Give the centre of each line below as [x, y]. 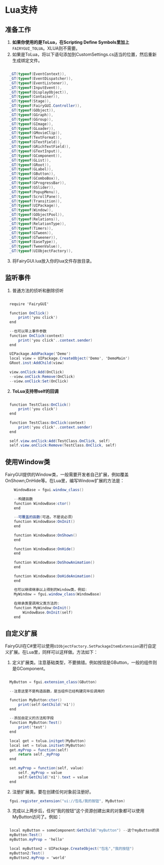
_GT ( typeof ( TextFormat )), [36, 138]
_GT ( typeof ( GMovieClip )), [36, 133]
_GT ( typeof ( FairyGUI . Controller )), [46, 106]
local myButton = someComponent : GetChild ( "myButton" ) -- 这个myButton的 [83, 830]
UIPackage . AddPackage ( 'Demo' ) [40, 354]
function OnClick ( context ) [37, 336]
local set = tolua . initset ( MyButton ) [48, 745]
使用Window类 [28, 462]
